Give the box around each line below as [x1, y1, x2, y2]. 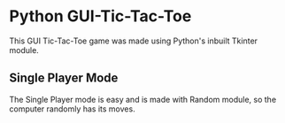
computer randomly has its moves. [9, 104, 135, 114]
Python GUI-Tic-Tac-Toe [9, 6, 192, 27]
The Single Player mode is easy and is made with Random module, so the [9, 94, 277, 104]
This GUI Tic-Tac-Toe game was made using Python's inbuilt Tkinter [9, 35, 258, 46]
